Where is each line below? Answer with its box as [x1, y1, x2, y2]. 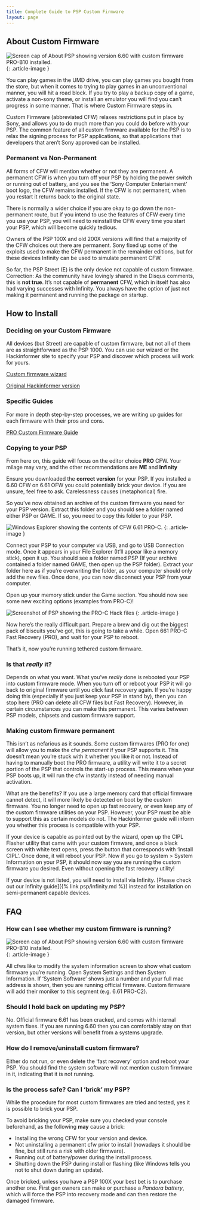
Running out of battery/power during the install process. [14, 1154, 153, 1161]
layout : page [6, 14, 39, 20]
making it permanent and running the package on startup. [6, 291, 148, 298]
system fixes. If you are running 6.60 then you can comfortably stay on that [6, 1023, 192, 1030]
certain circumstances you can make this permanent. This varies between [6, 705, 188, 713]
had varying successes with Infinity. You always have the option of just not [6, 285, 190, 292]
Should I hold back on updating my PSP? [6, 1003, 125, 1011]
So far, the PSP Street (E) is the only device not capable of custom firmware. [6, 265, 194, 273]
